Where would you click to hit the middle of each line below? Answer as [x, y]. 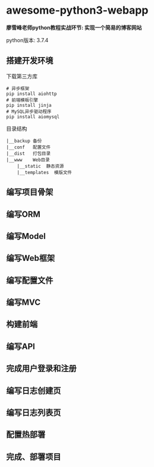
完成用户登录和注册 [41, 369]
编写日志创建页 [34, 391]
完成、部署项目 [34, 457]
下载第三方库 [22, 76]
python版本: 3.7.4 [27, 40]
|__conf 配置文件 [29, 147]
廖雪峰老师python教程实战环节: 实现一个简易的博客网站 [74, 27]
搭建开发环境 [30, 61]
